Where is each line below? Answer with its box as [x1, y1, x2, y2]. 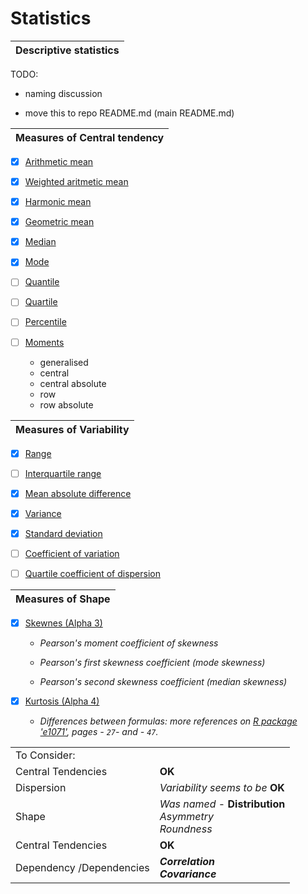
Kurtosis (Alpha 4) [24, 695, 100, 707]
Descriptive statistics [15, 43, 120, 57]
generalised [39, 356, 89, 368]
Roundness [159, 822, 213, 836]
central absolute [39, 377, 107, 389]
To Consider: [15, 748, 76, 762]
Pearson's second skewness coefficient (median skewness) [39, 676, 288, 688]
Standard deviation [24, 527, 103, 539]
